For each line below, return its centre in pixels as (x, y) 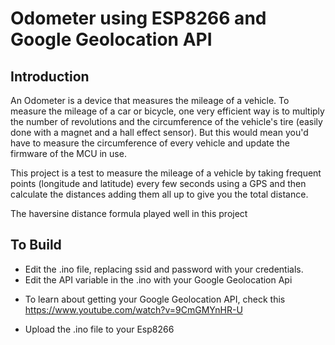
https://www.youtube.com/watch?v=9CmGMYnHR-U (133, 309)
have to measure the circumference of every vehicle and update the (150, 143)
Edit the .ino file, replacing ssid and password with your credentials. (164, 269)
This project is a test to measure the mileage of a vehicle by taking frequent (166, 173)
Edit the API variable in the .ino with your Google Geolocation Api (158, 279)
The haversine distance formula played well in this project (129, 213)
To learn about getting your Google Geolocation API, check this (155, 299)
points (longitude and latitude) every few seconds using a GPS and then (158, 183)
